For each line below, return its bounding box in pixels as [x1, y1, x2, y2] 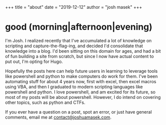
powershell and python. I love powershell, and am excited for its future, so [5, 89, 156, 95]
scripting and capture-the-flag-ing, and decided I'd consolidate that [5, 43, 143, 49]
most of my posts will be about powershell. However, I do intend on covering [5, 94, 161, 100]
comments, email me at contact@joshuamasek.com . [5, 114, 112, 120]
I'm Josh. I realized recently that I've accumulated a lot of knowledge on [5, 37, 152, 43]
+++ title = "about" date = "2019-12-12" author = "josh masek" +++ [5, 4, 142, 10]
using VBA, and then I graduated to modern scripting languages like [5, 84, 143, 90]
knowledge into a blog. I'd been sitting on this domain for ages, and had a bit [5, 48, 161, 54]
